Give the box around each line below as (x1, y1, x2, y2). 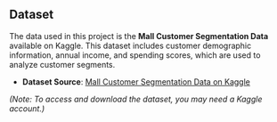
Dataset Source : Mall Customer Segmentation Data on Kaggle (21, 76, 251, 87)
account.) (9, 102, 45, 114)
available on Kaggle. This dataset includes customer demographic (9, 40, 252, 51)
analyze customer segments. (9, 59, 116, 69)
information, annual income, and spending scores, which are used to (9, 49, 261, 61)
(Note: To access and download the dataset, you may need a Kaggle (9, 94, 263, 104)
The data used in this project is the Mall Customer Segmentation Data (9, 30, 269, 41)
